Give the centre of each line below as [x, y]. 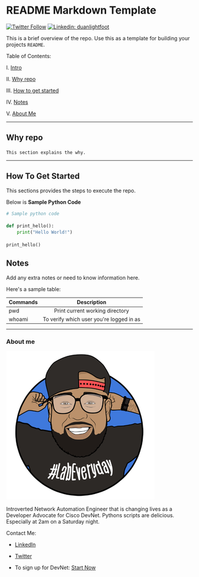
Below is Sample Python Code [44, 202]
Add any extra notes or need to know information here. [73, 278]
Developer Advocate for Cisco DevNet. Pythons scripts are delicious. [90, 515]
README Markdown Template [81, 10]
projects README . [26, 44]
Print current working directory [92, 311]
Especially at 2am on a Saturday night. [53, 522]
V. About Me [21, 113]
